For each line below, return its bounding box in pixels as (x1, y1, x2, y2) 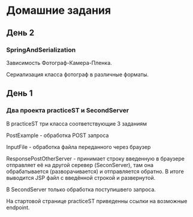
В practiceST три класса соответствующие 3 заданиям (6, 120, 147, 127)
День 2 (6, 28, 35, 38)
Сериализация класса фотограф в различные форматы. (6, 70, 149, 78)
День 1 (6, 88, 33, 99)
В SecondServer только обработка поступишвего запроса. (6, 186, 156, 193)
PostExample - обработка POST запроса (6, 132, 109, 139)
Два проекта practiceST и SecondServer (6, 106, 129, 115)
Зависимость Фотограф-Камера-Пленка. (6, 59, 112, 66)
